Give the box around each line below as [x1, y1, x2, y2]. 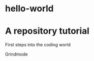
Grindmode [5, 51, 28, 57]
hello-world [5, 3, 54, 14]
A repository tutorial [5, 26, 90, 37]
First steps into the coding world [5, 42, 71, 48]
